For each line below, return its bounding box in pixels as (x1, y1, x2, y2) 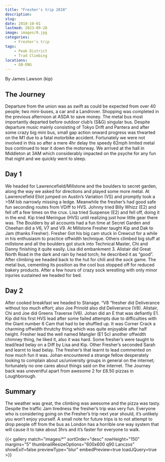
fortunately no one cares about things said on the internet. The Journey (5, 362, 151, 368)
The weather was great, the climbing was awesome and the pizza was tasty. (5, 400, 161, 406)
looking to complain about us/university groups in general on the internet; (5, 357, 155, 363)
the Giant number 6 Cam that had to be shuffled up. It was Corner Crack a (5, 320, 156, 326)
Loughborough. (5, 373, 37, 379)
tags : (5, 44, 16, 49)
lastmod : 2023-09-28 (5, 26, 48, 31)
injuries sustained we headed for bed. (5, 272, 82, 278)
